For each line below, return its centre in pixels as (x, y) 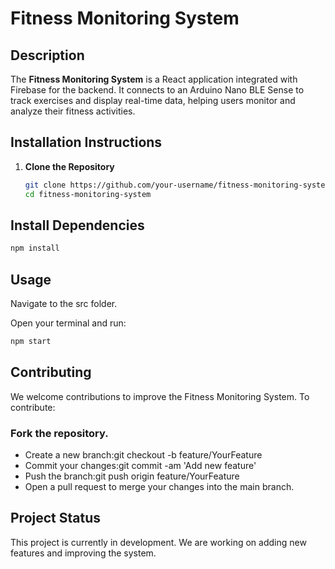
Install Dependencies (77, 225)
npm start (31, 342)
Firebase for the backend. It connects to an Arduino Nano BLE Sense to (157, 90)
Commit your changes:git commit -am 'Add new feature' (140, 466)
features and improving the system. (83, 553)
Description (47, 55)
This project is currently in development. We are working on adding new (158, 542)
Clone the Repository (69, 166)
